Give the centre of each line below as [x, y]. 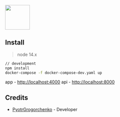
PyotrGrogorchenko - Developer [45, 110]
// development [21, 63]
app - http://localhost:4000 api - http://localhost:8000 [60, 82]
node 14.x [27, 54]
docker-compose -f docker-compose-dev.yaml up [54, 73]
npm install [17, 68]
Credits [17, 97]
